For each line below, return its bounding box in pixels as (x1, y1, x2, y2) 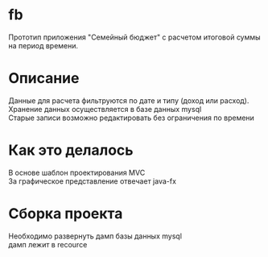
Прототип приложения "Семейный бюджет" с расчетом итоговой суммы (8, 32, 261, 42)
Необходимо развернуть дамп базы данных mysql (8, 231, 183, 241)
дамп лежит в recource (8, 239, 88, 249)
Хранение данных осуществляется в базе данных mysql (8, 104, 202, 114)
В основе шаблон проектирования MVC (8, 168, 146, 177)
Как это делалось (8, 141, 134, 160)
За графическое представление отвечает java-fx (8, 176, 177, 186)
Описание (8, 69, 80, 88)
